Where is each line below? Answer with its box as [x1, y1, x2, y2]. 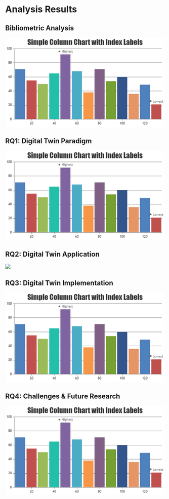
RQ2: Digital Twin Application [5, 250, 100, 259]
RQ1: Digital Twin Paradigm [5, 137, 92, 145]
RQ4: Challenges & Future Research [5, 392, 120, 400]
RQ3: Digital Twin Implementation [5, 278, 113, 287]
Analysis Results [5, 4, 77, 15]
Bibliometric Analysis [5, 24, 74, 32]
